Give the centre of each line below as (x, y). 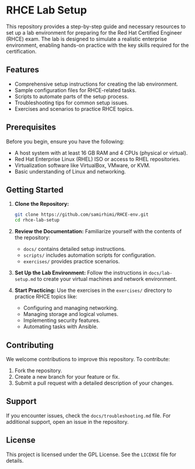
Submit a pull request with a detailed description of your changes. (94, 383)
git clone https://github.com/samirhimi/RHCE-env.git (81, 215)
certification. (21, 51)
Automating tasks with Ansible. (61, 327)
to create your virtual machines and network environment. (107, 279)
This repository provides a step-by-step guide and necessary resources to (96, 26)
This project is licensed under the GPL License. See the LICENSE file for (91, 454)
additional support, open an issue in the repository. (67, 422)
